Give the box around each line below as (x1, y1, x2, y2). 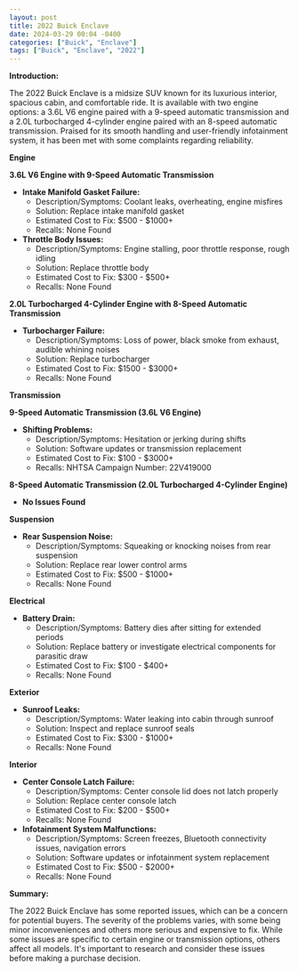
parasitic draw (35, 651, 89, 661)
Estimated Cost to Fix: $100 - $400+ (35, 660, 169, 671)
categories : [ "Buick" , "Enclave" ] (9, 37, 138, 47)
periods (35, 632, 64, 643)
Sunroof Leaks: (21, 704, 80, 715)
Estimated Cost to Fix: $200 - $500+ (35, 805, 171, 815)
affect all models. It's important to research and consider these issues (9, 944, 265, 954)
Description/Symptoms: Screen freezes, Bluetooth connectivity (35, 833, 267, 844)
